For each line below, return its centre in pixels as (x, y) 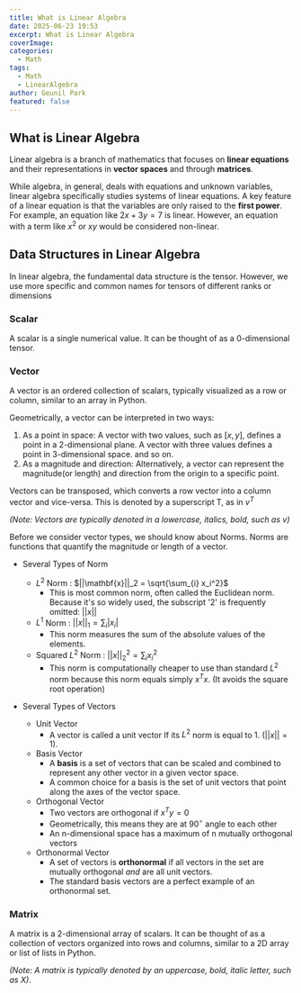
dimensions (31, 295)
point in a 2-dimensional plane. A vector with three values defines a (147, 445)
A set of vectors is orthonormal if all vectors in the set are (157, 862)
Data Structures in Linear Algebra (105, 254)
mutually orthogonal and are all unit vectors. (131, 871)
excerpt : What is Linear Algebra (72, 34)
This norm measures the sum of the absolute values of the (157, 635)
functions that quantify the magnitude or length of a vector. (119, 546)
